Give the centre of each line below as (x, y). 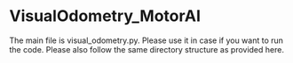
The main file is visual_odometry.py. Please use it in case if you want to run (146, 40)
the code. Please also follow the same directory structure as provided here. (146, 49)
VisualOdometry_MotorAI (105, 16)
